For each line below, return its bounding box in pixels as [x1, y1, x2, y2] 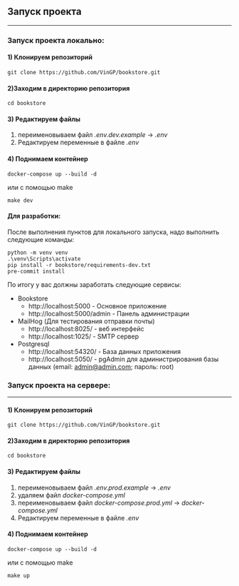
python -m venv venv [7, 249, 69, 256]
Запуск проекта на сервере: [7, 380, 111, 390]
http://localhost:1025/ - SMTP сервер [28, 332, 139, 340]
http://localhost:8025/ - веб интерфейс [28, 324, 144, 333]
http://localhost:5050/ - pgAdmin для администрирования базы [28, 355, 219, 363]
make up [7, 572, 31, 579]
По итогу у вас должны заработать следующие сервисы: [7, 280, 181, 288]
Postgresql [17, 339, 50, 348]
